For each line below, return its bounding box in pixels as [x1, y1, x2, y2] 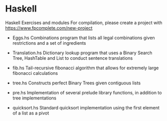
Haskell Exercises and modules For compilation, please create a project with [5, 20, 162, 26]
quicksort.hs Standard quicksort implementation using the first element [12, 104, 159, 110]
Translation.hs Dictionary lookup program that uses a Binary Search [12, 50, 152, 56]
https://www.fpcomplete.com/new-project [5, 25, 93, 31]
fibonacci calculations [12, 70, 58, 76]
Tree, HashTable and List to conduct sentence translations [12, 55, 133, 61]
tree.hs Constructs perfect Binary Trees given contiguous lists [12, 80, 141, 86]
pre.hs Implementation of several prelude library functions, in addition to [12, 89, 162, 95]
